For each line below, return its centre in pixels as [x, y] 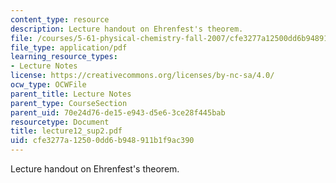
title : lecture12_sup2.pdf [66, 131]
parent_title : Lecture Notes [71, 94]
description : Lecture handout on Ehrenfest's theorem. [127, 29]
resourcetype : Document [60, 122]
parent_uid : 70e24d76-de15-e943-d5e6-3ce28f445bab [118, 112]
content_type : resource [60, 19]
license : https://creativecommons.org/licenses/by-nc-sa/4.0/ [142, 76]
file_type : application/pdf [69, 47]
